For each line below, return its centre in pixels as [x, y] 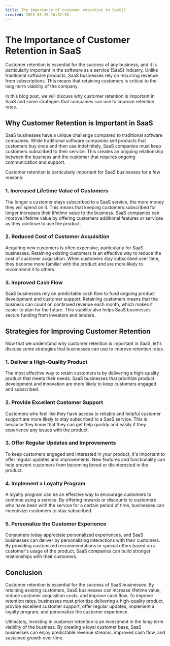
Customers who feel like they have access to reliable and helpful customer [83, 414]
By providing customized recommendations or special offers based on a [80, 546]
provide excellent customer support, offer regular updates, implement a [80, 606]
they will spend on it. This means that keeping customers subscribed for [81, 207]
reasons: [14, 178]
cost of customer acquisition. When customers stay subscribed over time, [82, 258]
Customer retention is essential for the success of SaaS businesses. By [80, 585]
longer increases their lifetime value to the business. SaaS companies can [82, 213]
